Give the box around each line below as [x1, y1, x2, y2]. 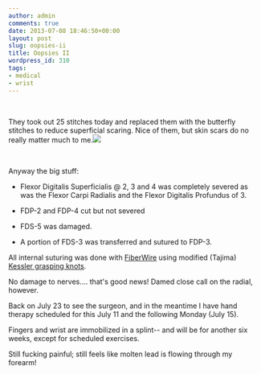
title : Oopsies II [8, 49, 70, 57]
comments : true [8, 19, 59, 27]
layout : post [8, 34, 52, 43]
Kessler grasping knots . [8, 261, 87, 270]
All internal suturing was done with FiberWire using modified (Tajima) [8, 253, 237, 262]
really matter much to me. [8, 134, 94, 145]
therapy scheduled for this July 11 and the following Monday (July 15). [8, 309, 239, 319]
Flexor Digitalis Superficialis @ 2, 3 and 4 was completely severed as [19, 182, 249, 191]
